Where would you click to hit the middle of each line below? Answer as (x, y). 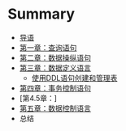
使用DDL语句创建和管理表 (74, 78)
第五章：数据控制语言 (55, 108)
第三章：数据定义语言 (55, 68)
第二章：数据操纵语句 (55, 57)
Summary (41, 14)
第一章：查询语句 (48, 47)
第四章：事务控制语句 (55, 88)
